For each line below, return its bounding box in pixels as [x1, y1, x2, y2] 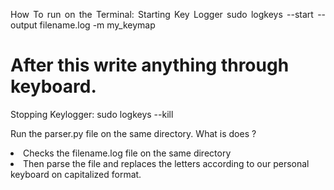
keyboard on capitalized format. [10, 168, 142, 180]
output [10, 19, 38, 31]
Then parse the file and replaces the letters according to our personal [23, 157, 310, 169]
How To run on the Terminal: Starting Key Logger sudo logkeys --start [10, 9, 314, 20]
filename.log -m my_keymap [39, 19, 156, 31]
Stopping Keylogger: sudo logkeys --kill [10, 108, 174, 120]
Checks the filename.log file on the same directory [23, 147, 232, 159]
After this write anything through [10, 54, 290, 77]
